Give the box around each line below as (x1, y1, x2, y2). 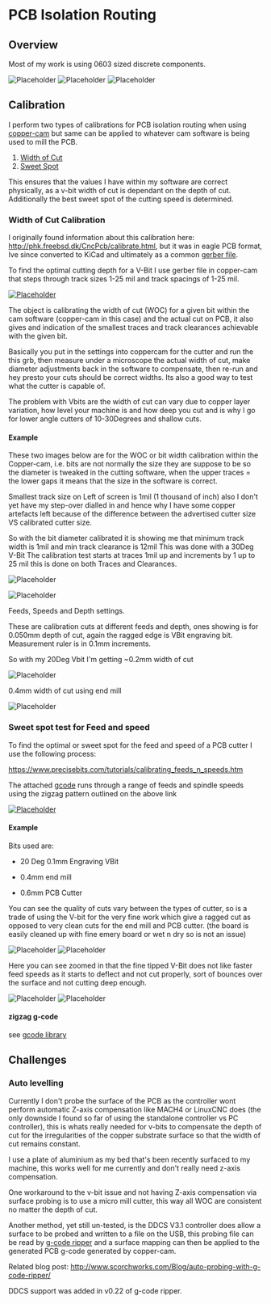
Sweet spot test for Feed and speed (8, 722, 151, 733)
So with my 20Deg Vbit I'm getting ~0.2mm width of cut (8, 655, 194, 665)
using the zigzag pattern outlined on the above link (8, 788, 177, 798)
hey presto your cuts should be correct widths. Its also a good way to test (8, 373, 253, 382)
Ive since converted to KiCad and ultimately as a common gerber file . (8, 250, 239, 260)
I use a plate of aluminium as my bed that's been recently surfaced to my (8, 1154, 251, 1164)
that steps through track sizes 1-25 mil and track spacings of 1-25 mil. (8, 274, 240, 284)
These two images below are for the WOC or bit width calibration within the (8, 450, 259, 460)
